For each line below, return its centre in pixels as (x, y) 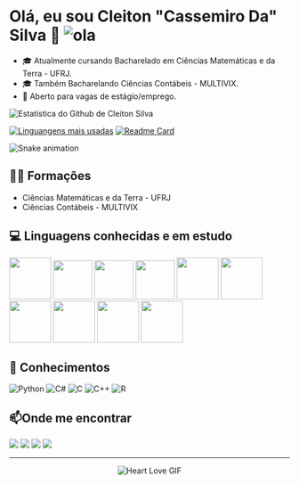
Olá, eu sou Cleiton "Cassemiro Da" (143, 16)
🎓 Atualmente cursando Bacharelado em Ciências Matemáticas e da (149, 61)
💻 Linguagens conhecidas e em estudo (121, 237)
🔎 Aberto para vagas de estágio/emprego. (99, 96)
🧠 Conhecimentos (60, 367)
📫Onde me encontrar (70, 418)
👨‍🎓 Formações (50, 176)
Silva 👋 (35, 35)
